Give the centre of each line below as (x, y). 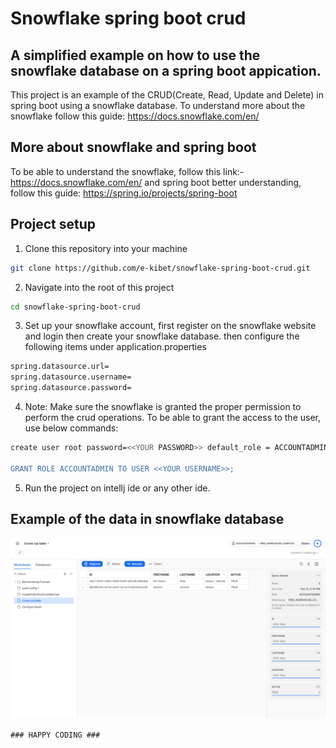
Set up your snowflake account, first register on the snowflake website (170, 326)
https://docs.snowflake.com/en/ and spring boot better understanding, (156, 182)
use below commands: (71, 428)
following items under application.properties (115, 347)
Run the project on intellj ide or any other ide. (117, 488)
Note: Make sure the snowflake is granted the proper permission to (163, 406)
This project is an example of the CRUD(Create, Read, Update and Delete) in (167, 95)
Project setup (53, 224)
